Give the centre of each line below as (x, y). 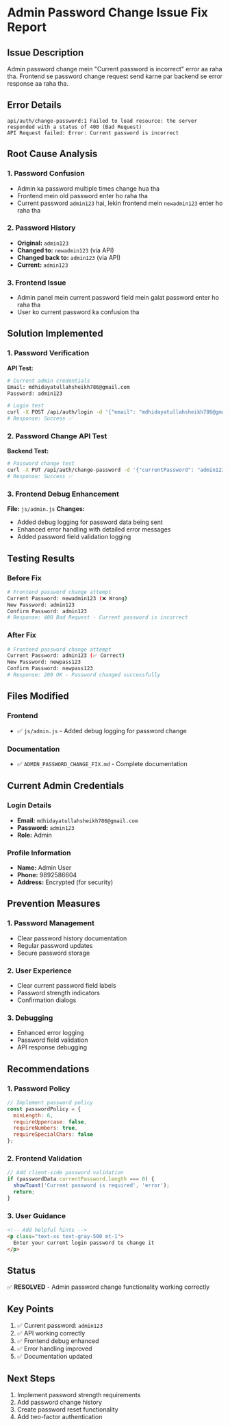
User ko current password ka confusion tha (78, 312)
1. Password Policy (39, 1089)
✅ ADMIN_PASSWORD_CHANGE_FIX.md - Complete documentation (102, 763)
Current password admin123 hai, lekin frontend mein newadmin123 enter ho (120, 203)
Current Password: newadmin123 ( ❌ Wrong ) (67, 598)
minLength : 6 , (33, 1115)
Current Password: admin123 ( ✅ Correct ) (66, 656)
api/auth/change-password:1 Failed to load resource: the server (102, 121)
